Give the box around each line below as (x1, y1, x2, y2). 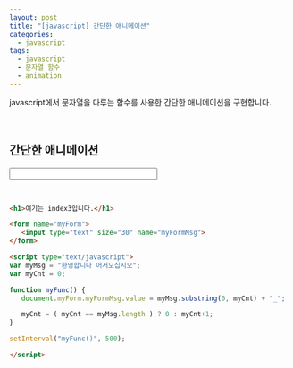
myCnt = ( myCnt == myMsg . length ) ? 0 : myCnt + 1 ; (21, 310, 214, 319)
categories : (9, 29, 54, 38)
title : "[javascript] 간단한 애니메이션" (9, 21, 151, 30)
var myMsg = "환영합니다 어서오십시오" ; (9, 261, 141, 270)
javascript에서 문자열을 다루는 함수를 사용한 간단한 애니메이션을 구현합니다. (9, 96, 272, 107)
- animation (17, 71, 63, 80)
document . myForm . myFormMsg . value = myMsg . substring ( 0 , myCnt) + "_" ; (21, 294, 286, 303)
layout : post (9, 13, 58, 22)
